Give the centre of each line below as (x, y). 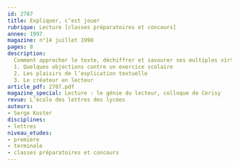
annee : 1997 (25, 34)
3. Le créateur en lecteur (54, 80)
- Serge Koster (30, 113)
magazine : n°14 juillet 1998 (51, 41)
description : (27, 54)
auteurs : (20, 107)
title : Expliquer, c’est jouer (54, 21)
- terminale (25, 146)
